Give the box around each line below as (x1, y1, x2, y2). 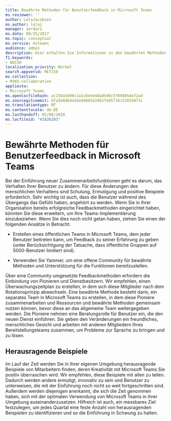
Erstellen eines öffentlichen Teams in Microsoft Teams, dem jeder (12, 231, 151, 237)
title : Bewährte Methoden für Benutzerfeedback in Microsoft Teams (5, 7, 153, 13)
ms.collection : (5, 74, 38, 79)
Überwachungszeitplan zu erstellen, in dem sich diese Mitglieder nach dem (5, 283, 164, 290)
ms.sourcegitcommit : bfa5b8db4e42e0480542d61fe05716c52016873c (5, 98, 143, 103)
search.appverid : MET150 (5, 70, 58, 75)
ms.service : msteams (5, 41, 50, 46)
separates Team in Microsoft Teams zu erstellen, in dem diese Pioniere (5, 294, 155, 300)
